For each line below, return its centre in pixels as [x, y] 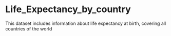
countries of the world [29, 28]
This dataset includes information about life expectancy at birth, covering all [86, 23]
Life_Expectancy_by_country [68, 9]
